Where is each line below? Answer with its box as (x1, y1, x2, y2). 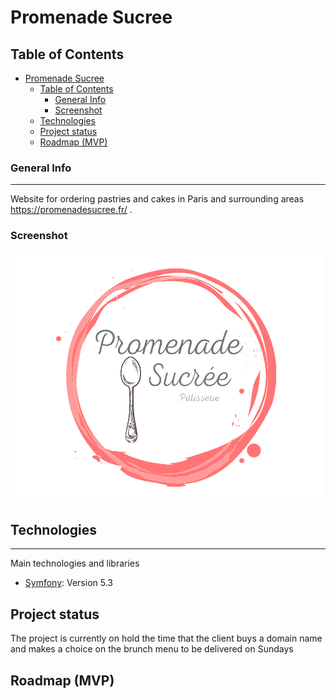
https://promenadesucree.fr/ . (10, 204, 133, 216)
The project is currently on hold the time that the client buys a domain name (10, 632, 323, 645)
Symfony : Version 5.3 (24, 577, 113, 589)
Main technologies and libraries (10, 557, 140, 570)
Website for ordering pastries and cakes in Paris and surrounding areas (10, 193, 305, 205)
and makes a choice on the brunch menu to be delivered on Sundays (10, 643, 294, 655)
